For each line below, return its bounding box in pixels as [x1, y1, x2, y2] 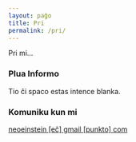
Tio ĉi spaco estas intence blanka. [8, 86, 122, 96]
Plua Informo [8, 69, 60, 80]
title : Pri [8, 19, 45, 27]
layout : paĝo [8, 11, 52, 20]
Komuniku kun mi [8, 106, 78, 117]
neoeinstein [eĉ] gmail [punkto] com [8, 124, 128, 134]
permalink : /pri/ [8, 26, 66, 34]
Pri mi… [8, 49, 34, 58]
